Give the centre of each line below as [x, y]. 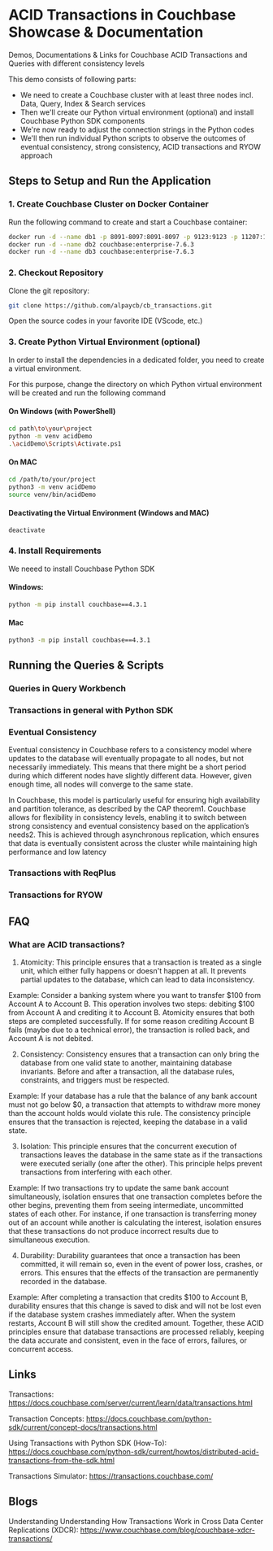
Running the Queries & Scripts [86, 666]
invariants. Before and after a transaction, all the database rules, [127, 1071]
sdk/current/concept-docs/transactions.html [83, 1427]
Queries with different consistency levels [76, 63]
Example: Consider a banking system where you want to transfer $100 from [135, 995]
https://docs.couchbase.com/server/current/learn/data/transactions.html [131, 1403]
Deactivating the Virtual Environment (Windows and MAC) [109, 512]
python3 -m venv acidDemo [52, 487]
